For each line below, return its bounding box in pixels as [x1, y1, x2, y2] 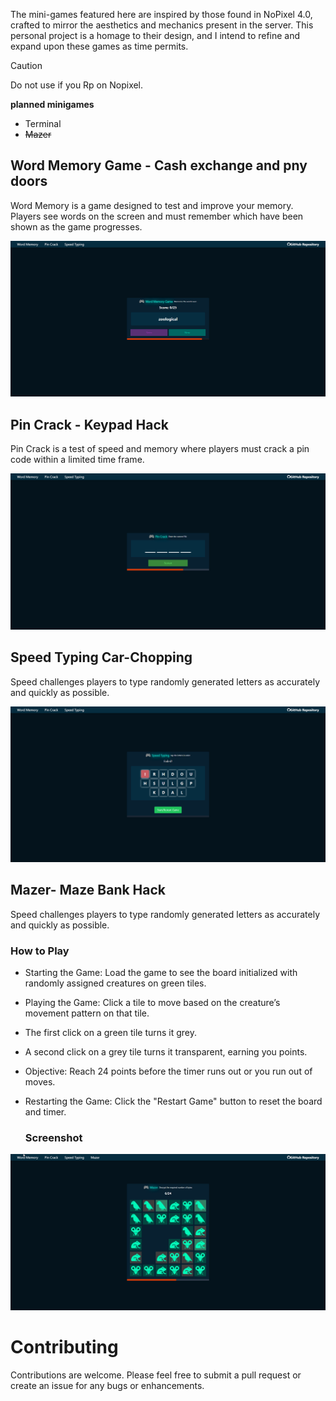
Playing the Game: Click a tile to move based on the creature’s [24, 997, 281, 1009]
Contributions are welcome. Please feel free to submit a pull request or [10, 1369, 302, 1381]
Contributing [10, 1336, 119, 1359]
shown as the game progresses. [10, 220, 143, 233]
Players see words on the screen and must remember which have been [10, 210, 304, 222]
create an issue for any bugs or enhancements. [10, 1379, 205, 1391]
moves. [24, 1076, 56, 1088]
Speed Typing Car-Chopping [10, 649, 193, 666]
